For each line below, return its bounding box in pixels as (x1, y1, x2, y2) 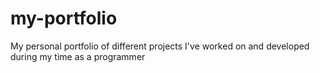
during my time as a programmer (10, 50, 146, 62)
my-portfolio (10, 7, 118, 30)
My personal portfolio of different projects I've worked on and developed (10, 40, 310, 52)
